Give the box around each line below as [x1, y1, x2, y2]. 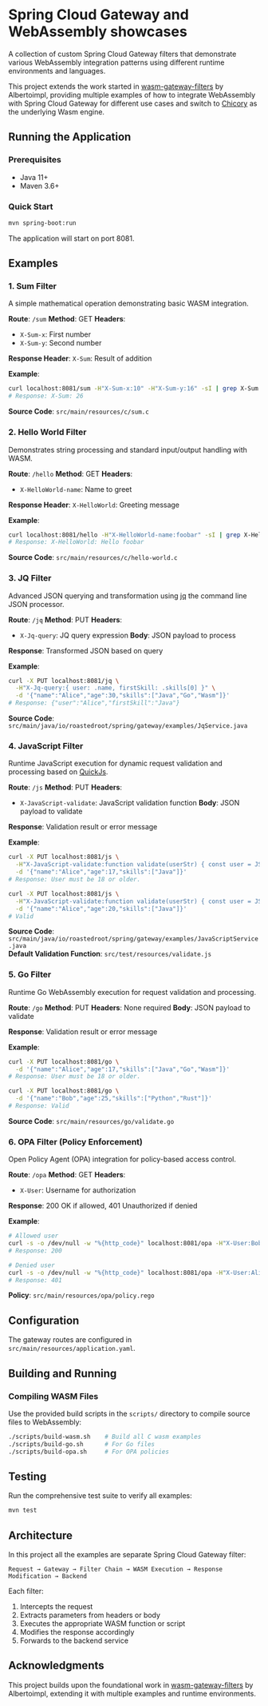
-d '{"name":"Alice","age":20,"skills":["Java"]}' [15, 905, 187, 913]
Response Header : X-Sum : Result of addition [8, 354, 152, 363]
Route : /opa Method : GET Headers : [8, 1170, 126, 1180]
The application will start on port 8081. [8, 234, 135, 243]
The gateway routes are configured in [8, 1335, 132, 1344]
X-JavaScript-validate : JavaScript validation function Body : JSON [19, 798, 240, 808]
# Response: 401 [8, 1276, 62, 1284]
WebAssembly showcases [8, 22, 187, 41]
